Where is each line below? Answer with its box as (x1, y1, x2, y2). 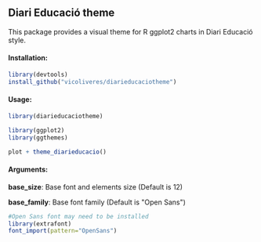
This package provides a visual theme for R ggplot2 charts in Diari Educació (8, 27, 253, 36)
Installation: (8, 53, 49, 63)
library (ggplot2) (8, 126, 65, 134)
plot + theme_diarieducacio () (8, 148, 107, 156)
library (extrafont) (8, 219, 72, 228)
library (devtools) (8, 70, 68, 79)
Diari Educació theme (8, 6, 115, 20)
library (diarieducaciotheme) (8, 112, 103, 120)
